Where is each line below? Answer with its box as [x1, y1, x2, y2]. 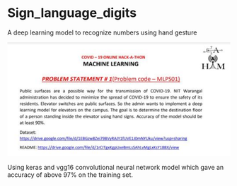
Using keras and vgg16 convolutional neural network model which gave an [7, 163, 224, 172]
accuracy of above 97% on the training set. [7, 170, 133, 179]
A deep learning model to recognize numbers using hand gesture [7, 28, 197, 37]
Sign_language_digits [7, 5, 137, 21]
